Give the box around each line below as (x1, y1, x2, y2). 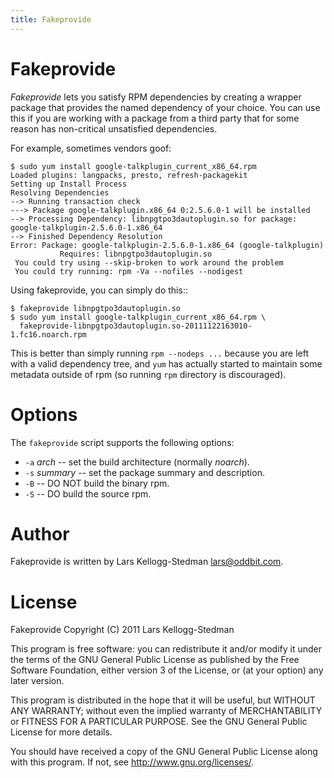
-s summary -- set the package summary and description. (24, 466, 265, 478)
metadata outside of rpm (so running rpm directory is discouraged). (10, 368, 287, 380)
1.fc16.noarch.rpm (10, 329, 87, 340)
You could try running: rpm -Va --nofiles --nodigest (14, 266, 244, 276)
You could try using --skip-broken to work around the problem (14, 257, 284, 268)
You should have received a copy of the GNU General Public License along (10, 746, 318, 758)
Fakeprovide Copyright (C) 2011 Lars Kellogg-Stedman (10, 624, 235, 636)
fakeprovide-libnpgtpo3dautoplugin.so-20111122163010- (19, 321, 253, 331)
